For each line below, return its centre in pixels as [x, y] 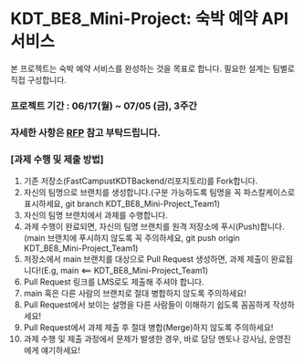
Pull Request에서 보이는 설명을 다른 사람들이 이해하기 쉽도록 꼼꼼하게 [147, 305]
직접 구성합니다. [39, 79]
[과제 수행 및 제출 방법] [57, 159]
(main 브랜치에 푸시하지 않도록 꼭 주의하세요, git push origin [131, 238]
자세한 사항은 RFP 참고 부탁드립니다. [85, 132]
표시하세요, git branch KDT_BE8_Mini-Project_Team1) [121, 204]
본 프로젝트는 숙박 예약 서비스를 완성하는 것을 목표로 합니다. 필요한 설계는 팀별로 [153, 68]
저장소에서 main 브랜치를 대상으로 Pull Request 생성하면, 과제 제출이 [146, 259]
